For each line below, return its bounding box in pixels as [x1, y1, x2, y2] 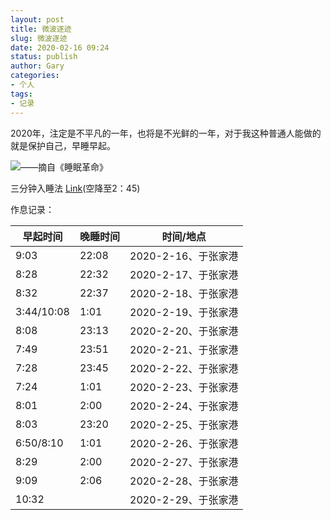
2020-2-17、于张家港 [129, 267, 239, 281]
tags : [10, 89, 33, 99]
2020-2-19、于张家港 [129, 305, 239, 319]
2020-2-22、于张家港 [129, 361, 239, 375]
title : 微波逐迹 [10, 24, 72, 34]
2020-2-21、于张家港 [129, 342, 239, 356]
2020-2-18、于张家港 [129, 286, 239, 300]
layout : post [10, 14, 65, 25]
